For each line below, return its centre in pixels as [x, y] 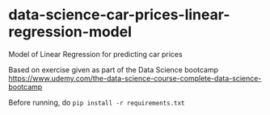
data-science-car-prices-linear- [119, 15]
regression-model [70, 32]
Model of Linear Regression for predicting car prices [96, 54]
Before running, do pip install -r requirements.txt [97, 102]
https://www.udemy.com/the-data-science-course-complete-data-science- [135, 78]
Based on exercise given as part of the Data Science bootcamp [114, 69]
